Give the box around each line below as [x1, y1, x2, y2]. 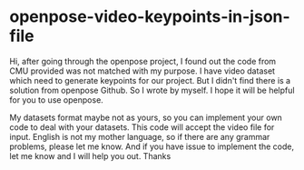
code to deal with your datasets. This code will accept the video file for [9, 121, 275, 133]
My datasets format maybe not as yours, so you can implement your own [9, 112, 283, 123]
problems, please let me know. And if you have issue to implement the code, [9, 141, 295, 152]
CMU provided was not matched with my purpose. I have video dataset [9, 65, 275, 76]
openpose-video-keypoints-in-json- [9, 6, 290, 27]
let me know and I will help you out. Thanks [9, 150, 172, 161]
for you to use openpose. [9, 94, 104, 105]
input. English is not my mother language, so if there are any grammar [9, 131, 270, 142]
